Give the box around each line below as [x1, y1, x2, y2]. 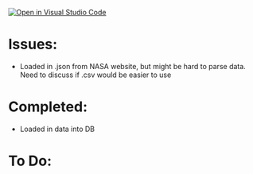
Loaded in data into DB [19, 124, 95, 133]
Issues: [8, 36, 58, 53]
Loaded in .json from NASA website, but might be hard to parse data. [19, 61, 247, 71]
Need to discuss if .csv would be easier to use [19, 70, 172, 79]
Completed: [8, 98, 88, 116]
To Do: [8, 152, 53, 170]
